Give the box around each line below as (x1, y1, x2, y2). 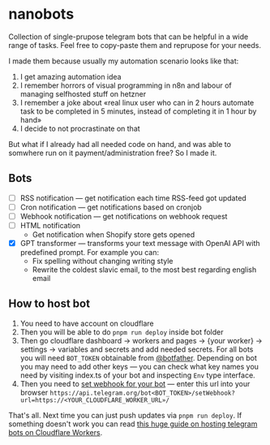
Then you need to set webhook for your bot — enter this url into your (19, 378, 251, 388)
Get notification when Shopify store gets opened (32, 230, 195, 240)
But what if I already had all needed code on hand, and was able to (8, 139, 231, 149)
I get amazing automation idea (19, 71, 122, 81)
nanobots (8, 5, 75, 24)
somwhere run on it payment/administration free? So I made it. (8, 148, 217, 158)
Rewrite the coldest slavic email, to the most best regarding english (32, 265, 257, 274)
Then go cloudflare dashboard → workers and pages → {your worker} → (19, 335, 263, 345)
